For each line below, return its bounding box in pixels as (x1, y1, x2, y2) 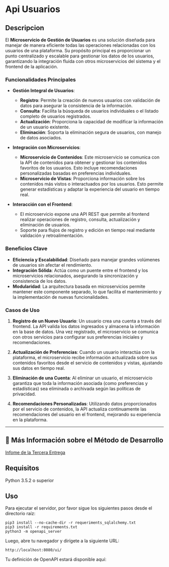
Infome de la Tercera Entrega (5, 449, 65, 455)
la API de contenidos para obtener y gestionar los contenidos (20, 159, 147, 166)
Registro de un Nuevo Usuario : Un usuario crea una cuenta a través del (12, 318, 162, 324)
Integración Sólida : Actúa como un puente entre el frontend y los (12, 267, 148, 273)
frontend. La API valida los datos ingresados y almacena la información (12, 323, 160, 329)
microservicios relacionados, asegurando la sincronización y (12, 273, 138, 279)
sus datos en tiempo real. (12, 365, 65, 371)
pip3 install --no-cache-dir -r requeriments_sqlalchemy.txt (5, 520, 136, 525)
